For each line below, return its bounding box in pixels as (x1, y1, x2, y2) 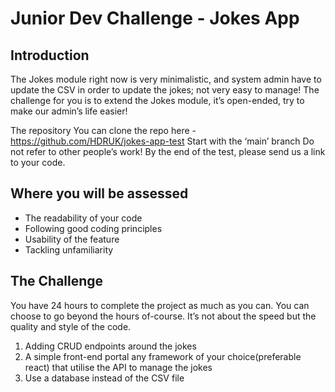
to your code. (10, 157, 66, 168)
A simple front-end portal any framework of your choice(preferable (24, 350, 302, 362)
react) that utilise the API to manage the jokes (24, 361, 213, 373)
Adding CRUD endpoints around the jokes (24, 340, 197, 352)
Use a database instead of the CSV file (24, 372, 185, 384)
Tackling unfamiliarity (24, 243, 114, 256)
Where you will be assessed (10, 185, 189, 202)
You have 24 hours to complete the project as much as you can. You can (10, 299, 310, 311)
